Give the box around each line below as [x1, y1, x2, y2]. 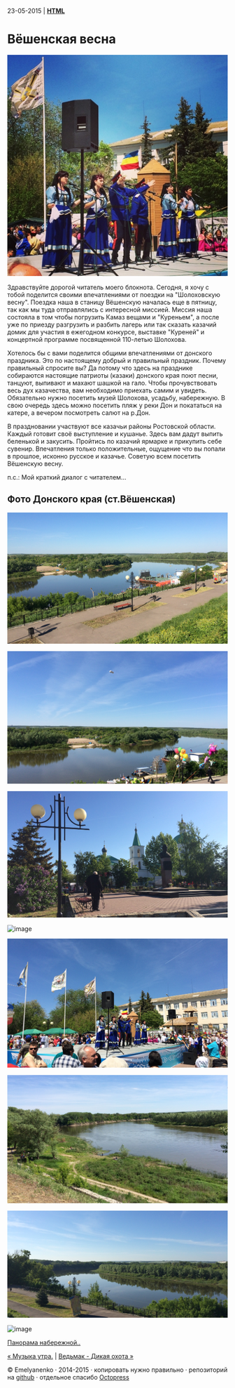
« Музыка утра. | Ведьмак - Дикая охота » [7, 1352, 134, 1361]
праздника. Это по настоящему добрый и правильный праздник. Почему [7, 356, 227, 364]
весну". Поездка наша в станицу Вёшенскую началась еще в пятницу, [7, 298, 218, 306]
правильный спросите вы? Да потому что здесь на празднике [7, 364, 193, 372]
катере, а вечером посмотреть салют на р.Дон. [7, 408, 151, 417]
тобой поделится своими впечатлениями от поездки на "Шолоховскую [7, 290, 220, 298]
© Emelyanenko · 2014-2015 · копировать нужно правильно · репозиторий [7, 1366, 228, 1374]
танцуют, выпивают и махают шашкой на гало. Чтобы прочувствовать [7, 378, 218, 387]
